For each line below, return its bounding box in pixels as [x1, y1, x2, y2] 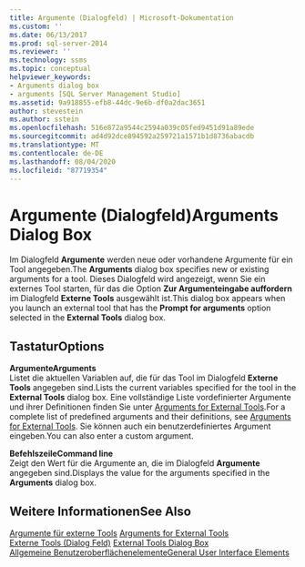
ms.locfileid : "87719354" [9, 166, 107, 175]
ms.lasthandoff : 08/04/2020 [9, 157, 117, 167]
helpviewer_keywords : [9, 73, 92, 82]
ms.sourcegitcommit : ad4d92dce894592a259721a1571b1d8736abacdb [9, 132, 255, 141]
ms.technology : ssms [9, 56, 88, 65]
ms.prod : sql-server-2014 [9, 38, 107, 48]
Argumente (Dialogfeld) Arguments [9, 205, 280, 226]
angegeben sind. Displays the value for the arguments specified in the [9, 468, 270, 479]
